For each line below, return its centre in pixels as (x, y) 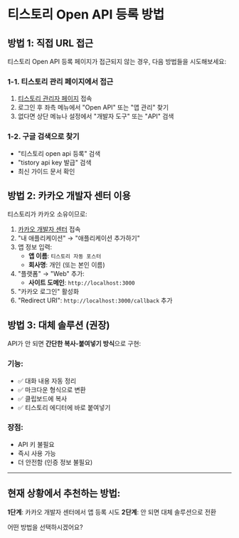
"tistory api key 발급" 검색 (54, 162)
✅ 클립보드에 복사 (42, 399)
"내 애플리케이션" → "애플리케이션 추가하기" (79, 238)
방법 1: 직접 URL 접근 (51, 43)
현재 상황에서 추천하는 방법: (64, 494)
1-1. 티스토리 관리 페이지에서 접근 (60, 81)
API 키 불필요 (36, 444)
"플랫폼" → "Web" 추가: (51, 274)
